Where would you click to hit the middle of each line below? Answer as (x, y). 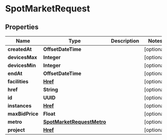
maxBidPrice (23, 114)
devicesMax (22, 57)
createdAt (20, 49)
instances (20, 106)
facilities (18, 81)
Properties (22, 27)
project (16, 130)
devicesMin (22, 65)
